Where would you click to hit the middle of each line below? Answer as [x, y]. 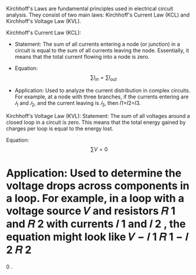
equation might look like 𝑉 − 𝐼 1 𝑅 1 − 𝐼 [97, 237]
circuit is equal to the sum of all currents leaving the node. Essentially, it [102, 50]
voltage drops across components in [98, 186]
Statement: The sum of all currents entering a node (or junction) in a [97, 44]
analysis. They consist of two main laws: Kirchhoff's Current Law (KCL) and [98, 15]
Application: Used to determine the [94, 173]
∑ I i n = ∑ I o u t [104, 78]
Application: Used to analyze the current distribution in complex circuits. [102, 90]
